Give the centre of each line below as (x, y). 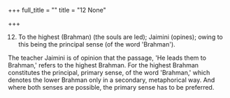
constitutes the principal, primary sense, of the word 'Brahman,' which (109, 73)
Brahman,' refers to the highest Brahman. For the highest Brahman (103, 65)
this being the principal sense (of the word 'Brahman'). (96, 44)
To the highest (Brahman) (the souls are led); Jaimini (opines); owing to (120, 37)
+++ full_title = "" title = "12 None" (57, 10)
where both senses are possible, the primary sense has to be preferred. (111, 87)
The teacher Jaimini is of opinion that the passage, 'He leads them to (107, 58)
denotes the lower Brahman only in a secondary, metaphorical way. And (112, 80)
